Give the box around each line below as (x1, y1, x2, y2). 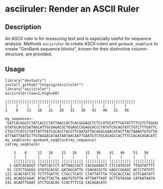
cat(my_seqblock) (5, 142, 40, 147)
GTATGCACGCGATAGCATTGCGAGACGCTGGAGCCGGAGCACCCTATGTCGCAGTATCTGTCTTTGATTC (5, 125, 158, 130)
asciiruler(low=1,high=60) (5, 91, 60, 96)
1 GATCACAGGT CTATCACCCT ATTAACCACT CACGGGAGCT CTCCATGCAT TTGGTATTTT (9, 163, 155, 168)
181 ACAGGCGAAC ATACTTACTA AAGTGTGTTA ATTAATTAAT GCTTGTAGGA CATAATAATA (5, 176, 155, 181)
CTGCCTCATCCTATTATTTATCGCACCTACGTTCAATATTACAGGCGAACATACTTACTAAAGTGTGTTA (5, 129, 158, 134)
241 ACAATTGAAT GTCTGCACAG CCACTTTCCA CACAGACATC (5, 180, 108, 185)
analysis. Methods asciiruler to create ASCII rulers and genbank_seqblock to (5, 41, 158, 47)
